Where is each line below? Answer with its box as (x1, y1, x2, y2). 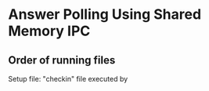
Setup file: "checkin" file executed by (8, 75, 128, 83)
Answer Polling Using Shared (8, 5, 202, 24)
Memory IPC (8, 22, 91, 40)
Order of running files (8, 53, 116, 67)
